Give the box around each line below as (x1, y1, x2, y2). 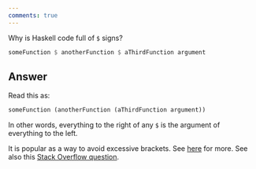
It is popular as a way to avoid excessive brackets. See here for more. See (8, 144, 248, 153)
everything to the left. (8, 129, 78, 138)
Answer (8, 70, 48, 83)
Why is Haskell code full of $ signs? (8, 33, 124, 42)
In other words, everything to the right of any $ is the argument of (8, 120, 221, 130)
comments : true (8, 11, 58, 20)
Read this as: (8, 91, 50, 101)
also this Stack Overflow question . (8, 152, 120, 162)
